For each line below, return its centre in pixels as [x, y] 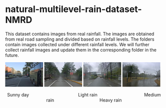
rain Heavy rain [84, 100]
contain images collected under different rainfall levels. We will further [77, 44]
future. [12, 55]
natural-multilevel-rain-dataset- [73, 9]
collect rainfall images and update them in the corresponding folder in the [81, 50]
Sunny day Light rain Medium [84, 95]
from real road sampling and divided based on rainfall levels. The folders [80, 39]
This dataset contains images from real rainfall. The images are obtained [80, 34]
